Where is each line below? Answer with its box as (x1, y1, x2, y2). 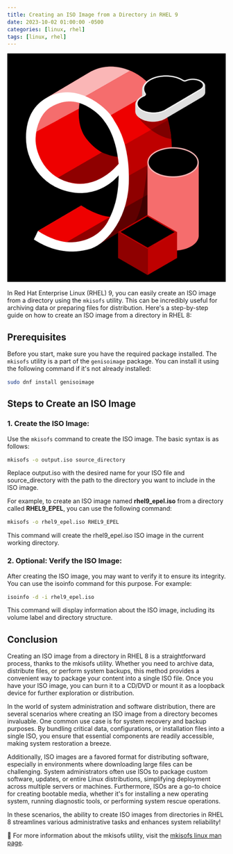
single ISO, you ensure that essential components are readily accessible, (7, 732, 215, 740)
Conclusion (7, 633, 58, 646)
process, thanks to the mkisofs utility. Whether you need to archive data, (7, 659, 214, 668)
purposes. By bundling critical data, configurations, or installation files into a (7, 725, 225, 733)
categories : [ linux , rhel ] (7, 26, 85, 33)
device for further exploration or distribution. (7, 689, 135, 698)
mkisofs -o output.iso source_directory (7, 456, 126, 463)
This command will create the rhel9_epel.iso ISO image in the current (7, 532, 205, 540)
